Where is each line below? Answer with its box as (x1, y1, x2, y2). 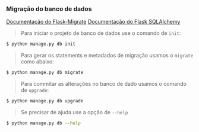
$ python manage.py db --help (6, 120, 81, 126)
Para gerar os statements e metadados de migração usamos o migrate (20, 52, 194, 59)
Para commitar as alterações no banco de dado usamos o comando (20, 81, 187, 88)
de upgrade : (20, 86, 49, 94)
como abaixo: (20, 58, 55, 65)
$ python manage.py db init (6, 41, 76, 47)
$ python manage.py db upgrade (6, 98, 84, 104)
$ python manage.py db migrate (6, 70, 84, 76)
